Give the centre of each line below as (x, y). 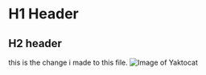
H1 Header (43, 14)
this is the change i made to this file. (68, 62)
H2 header (35, 43)
